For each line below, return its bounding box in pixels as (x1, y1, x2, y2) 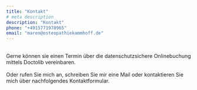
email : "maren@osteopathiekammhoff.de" (6, 30, 104, 36)
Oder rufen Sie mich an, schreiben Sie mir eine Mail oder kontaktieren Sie (6, 71, 184, 78)
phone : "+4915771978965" (6, 25, 67, 31)
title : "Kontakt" (6, 8, 49, 15)
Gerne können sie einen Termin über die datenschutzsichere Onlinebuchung (6, 53, 191, 60)
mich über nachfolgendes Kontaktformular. (6, 77, 110, 85)
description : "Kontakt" (6, 19, 65, 25)
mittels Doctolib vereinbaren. (6, 59, 76, 66)
